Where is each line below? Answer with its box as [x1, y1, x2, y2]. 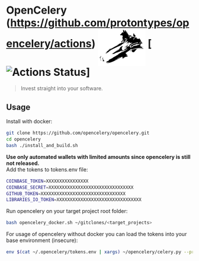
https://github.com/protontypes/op [10, 16, 190, 30]
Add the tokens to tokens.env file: [6, 165, 88, 173]
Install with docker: [6, 118, 53, 125]
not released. [6, 160, 40, 167]
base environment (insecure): [6, 237, 78, 244]
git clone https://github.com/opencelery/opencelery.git [6, 130, 150, 136]
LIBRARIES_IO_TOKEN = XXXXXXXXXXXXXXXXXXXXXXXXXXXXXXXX [6, 197, 142, 203]
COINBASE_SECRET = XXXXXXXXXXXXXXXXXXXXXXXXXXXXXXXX [6, 184, 134, 190]
